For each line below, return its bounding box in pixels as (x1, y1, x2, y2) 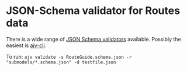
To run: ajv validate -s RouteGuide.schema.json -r (6, 53, 132, 60)
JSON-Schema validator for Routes (6, 4, 180, 17)
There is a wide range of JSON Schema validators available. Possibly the (6, 35, 181, 42)
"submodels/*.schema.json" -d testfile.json (6, 59, 116, 65)
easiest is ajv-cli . (6, 42, 47, 49)
